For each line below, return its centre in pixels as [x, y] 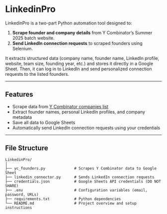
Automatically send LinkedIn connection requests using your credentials [86, 128]
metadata [22, 117]
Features [19, 95]
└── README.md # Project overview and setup [71, 203]
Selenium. [23, 48]
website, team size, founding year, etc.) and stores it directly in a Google [79, 63]
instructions [19, 208]
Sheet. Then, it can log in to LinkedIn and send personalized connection [79, 69]
